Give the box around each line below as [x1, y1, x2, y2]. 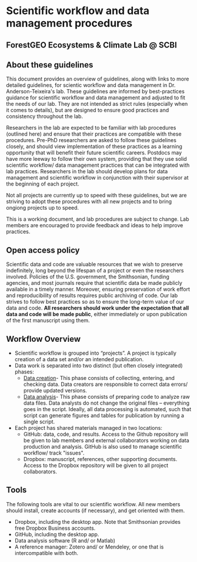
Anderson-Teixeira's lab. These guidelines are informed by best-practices [6, 88, 185, 95]
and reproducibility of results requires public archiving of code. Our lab [6, 292, 178, 299]
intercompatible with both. [14, 549, 78, 556]
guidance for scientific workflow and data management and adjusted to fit [6, 94, 185, 101]
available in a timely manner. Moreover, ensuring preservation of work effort [6, 286, 190, 293]
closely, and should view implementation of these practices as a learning [6, 143, 182, 150]
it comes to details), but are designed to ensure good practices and [6, 107, 169, 114]
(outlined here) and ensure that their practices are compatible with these [6, 130, 182, 137]
